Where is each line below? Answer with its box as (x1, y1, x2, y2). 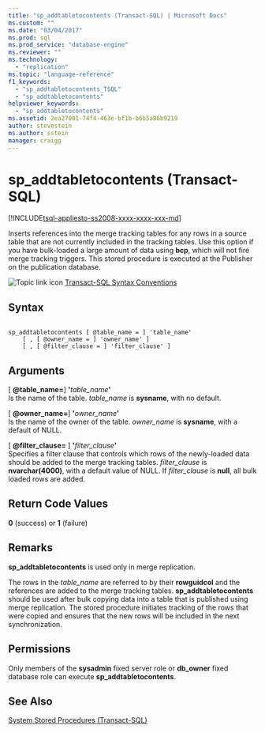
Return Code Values (8, 497, 109, 511)
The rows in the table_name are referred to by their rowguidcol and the (8, 577, 241, 587)
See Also (8, 694, 53, 708)
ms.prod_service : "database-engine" (8, 41, 129, 49)
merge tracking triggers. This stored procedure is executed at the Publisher (8, 254, 253, 263)
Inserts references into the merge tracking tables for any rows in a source (8, 229, 247, 238)
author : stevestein (8, 122, 73, 130)
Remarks (8, 541, 54, 554)
